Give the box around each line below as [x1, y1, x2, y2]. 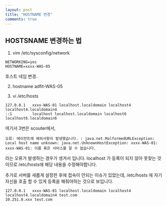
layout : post [5, 7, 33, 12]
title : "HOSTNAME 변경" [5, 12, 53, 17]
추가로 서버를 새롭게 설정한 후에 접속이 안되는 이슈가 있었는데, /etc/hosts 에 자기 [5, 172, 162, 178]
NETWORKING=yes [5, 59, 37, 65]
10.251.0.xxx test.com [5, 197, 53, 202]
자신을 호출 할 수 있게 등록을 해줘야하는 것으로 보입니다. [5, 178, 114, 184]
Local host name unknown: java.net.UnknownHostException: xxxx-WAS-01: [5, 140, 158, 145]
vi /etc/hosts [12, 93, 39, 99]
